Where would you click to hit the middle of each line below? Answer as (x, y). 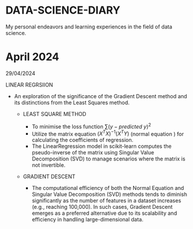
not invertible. (49, 165)
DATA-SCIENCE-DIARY (63, 10)
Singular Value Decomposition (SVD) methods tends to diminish (110, 194)
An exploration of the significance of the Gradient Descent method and (101, 96)
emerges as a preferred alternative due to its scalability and (104, 213)
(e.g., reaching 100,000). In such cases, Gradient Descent (102, 207)
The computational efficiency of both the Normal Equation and (108, 188)
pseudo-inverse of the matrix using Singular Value (93, 153)
